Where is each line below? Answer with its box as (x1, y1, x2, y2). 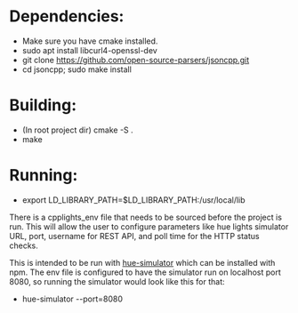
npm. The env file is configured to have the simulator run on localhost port (9, 267, 282, 277)
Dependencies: (9, 6, 125, 27)
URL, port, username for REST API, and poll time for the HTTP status (9, 230, 260, 241)
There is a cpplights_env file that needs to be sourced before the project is (9, 212, 283, 222)
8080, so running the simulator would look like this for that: (9, 276, 225, 286)
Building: (9, 95, 77, 116)
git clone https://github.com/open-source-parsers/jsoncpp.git (21, 54, 250, 65)
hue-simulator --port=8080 (21, 293, 123, 304)
